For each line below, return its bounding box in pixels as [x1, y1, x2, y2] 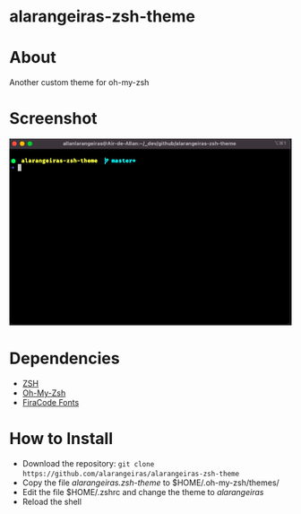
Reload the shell [21, 496, 82, 508]
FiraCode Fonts [21, 397, 80, 408]
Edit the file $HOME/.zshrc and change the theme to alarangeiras [21, 487, 264, 498]
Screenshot [9, 109, 98, 129]
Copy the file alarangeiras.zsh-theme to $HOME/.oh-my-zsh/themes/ [21, 477, 279, 488]
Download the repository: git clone [21, 458, 155, 469]
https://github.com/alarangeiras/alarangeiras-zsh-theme [21, 469, 240, 479]
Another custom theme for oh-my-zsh [9, 77, 150, 88]
